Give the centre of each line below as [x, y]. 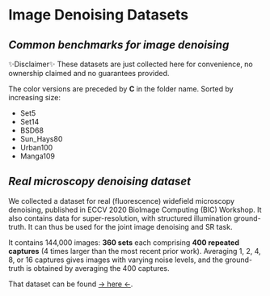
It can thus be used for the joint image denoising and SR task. [130, 226]
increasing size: [34, 97]
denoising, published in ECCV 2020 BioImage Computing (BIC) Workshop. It [135, 209]
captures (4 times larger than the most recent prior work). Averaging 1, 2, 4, [135, 251]
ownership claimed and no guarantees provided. [89, 73]
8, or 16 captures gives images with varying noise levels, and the [116, 260]
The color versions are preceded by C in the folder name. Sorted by [121, 89]
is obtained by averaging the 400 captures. [97, 268]
